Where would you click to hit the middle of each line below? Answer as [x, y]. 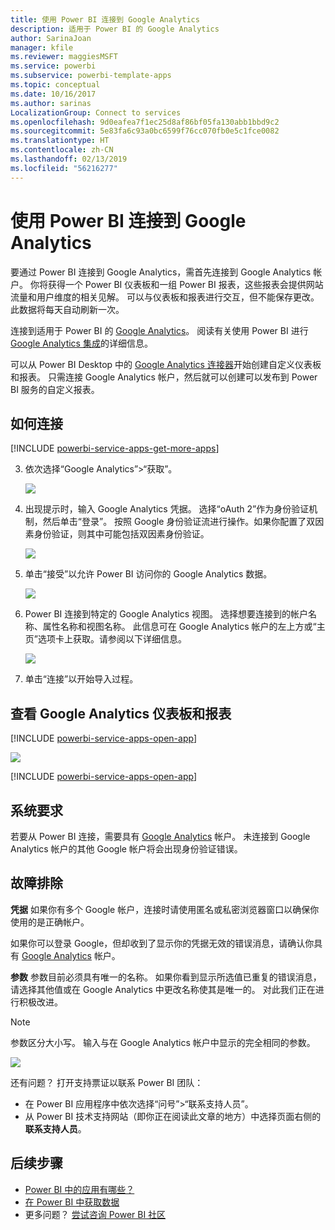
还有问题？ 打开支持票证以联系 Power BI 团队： [107, 1082]
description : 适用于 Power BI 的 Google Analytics [115, 29]
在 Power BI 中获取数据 [72, 1202]
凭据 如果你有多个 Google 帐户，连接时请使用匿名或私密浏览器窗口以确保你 [165, 909]
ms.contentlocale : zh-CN [62, 150]
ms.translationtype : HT [60, 141]
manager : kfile [42, 47]
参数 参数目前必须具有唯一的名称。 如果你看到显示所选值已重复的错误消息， [166, 977]
